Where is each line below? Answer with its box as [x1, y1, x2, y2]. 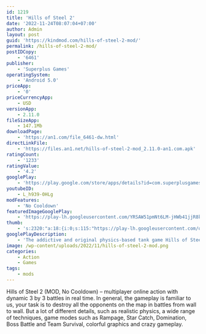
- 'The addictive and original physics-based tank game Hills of [17, 237, 188, 243]
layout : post [6, 32, 40, 38]
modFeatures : [6, 197, 40, 203]
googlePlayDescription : [6, 231, 67, 237]
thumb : [6, 220, 23, 226]
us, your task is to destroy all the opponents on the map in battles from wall [6, 301, 197, 308]
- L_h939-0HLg [17, 191, 53, 197]
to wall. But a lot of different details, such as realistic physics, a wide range [6, 307, 195, 314]
